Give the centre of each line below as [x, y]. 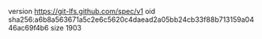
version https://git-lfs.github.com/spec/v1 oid [82, 11]
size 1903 [66, 28]
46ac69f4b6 [28, 28]
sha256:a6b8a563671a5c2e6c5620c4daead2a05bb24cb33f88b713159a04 [131, 19]
